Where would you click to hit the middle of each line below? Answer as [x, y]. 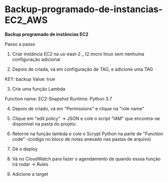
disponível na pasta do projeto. [44, 124]
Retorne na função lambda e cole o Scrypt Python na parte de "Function [88, 134]
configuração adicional [36, 59]
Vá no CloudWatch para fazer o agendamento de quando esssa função [86, 159]
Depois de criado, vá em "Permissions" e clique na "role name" [78, 108]
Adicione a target [30, 174]
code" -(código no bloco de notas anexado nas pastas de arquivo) [81, 139]
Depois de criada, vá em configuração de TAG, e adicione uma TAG [82, 69]
